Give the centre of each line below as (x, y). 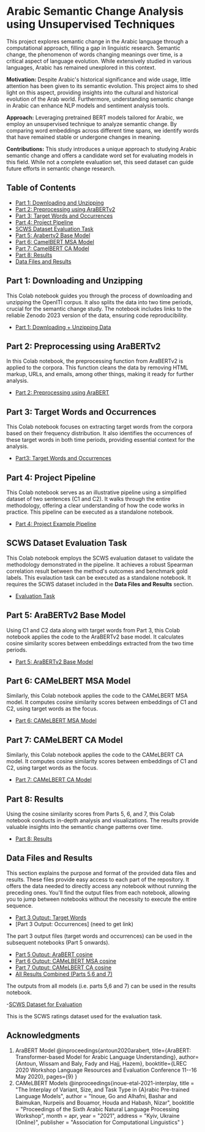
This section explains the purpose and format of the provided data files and (101, 873)
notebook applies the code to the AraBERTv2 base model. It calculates (95, 637)
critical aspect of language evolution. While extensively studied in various (99, 61)
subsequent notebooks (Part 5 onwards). (58, 942)
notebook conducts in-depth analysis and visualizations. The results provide (102, 820)
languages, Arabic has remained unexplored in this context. (81, 67)
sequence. (20, 905)
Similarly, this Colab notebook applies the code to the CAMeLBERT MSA (97, 696)
